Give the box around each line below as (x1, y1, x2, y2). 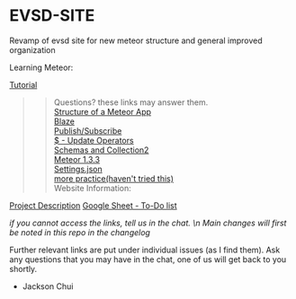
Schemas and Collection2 (53, 145, 149, 155)
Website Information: (53, 182, 132, 193)
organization (9, 44, 56, 55)
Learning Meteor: (9, 62, 74, 73)
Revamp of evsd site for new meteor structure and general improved (9, 35, 263, 46)
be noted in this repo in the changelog (9, 226, 151, 238)
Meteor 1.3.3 (53, 154, 101, 164)
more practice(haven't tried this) (53, 172, 174, 184)
